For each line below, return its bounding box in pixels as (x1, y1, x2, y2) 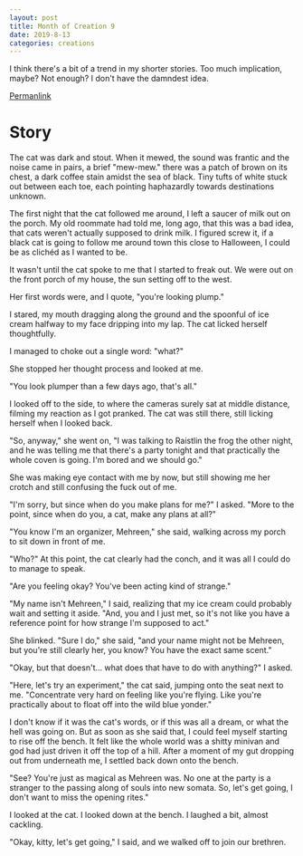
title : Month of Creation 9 (9, 22, 116, 31)
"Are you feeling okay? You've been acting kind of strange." (9, 581, 232, 592)
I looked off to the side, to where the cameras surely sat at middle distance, (9, 399, 290, 409)
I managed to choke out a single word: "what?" (9, 346, 184, 357)
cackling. (9, 819, 43, 830)
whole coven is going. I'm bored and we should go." (9, 455, 204, 466)
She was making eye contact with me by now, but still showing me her (9, 472, 271, 483)
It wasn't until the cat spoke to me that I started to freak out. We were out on (9, 264, 294, 275)
